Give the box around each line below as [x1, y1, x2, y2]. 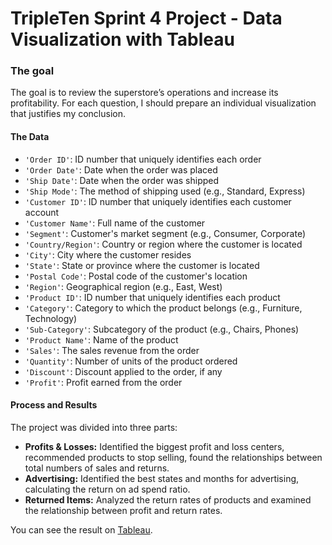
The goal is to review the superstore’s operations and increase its [10, 87, 279, 99]
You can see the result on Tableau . [10, 523, 153, 536]
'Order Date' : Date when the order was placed [24, 163, 218, 176]
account [24, 206, 60, 218]
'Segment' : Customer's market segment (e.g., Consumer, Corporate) [24, 227, 307, 239]
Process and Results [10, 399, 98, 411]
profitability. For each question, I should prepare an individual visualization [10, 97, 317, 109]
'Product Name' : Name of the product [24, 333, 179, 346]
